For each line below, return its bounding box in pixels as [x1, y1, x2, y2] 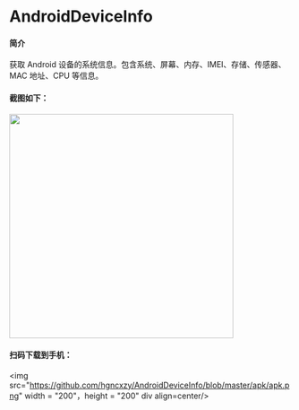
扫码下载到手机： [9, 350, 73, 361]
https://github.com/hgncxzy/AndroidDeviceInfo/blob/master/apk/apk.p [30, 379, 290, 390]
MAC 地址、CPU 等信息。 [9, 70, 104, 82]
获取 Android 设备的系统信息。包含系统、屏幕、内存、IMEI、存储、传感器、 [9, 59, 286, 70]
